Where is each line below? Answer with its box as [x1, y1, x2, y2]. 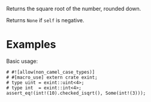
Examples [6, 38, 56, 52]
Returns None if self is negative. [6, 17, 84, 23]
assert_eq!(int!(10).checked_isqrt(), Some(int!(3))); [6, 90, 146, 96]
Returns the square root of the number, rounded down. [6, 5, 141, 12]
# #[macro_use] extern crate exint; [6, 74, 98, 80]
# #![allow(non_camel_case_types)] [6, 69, 95, 75]
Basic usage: [6, 57, 38, 65]
